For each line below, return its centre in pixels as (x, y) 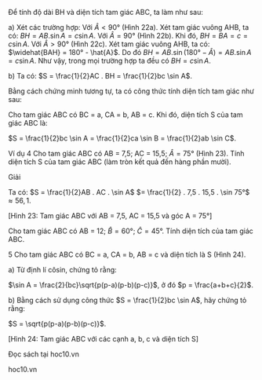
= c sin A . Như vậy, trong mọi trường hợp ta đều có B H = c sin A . (110, 60)
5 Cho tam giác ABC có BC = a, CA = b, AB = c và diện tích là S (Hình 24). (127, 254)
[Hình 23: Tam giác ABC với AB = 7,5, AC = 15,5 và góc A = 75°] (110, 216)
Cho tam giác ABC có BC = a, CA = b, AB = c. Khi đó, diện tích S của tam (126, 115)
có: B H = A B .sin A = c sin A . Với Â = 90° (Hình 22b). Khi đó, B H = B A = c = (128, 36)
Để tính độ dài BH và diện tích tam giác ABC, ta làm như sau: (106, 12)
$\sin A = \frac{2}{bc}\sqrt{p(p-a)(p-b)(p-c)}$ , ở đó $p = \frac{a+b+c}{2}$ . (131, 285)
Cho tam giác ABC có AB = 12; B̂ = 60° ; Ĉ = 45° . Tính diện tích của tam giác (131, 231)
